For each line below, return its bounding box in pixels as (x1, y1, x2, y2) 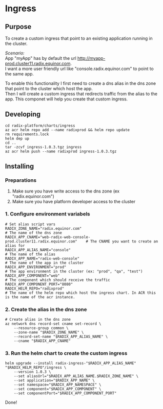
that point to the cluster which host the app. (5, 86, 93, 91)
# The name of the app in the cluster (5, 260, 84, 265)
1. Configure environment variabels (5, 211, 90, 217)
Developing (5, 110, 41, 119)
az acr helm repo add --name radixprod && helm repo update (5, 127, 130, 132)
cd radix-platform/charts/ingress (5, 123, 76, 128)
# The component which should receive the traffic (5, 277, 110, 282)
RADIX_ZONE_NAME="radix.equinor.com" (5, 226, 82, 231)
